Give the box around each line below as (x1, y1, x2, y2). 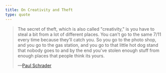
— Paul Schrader (17, 62, 52, 68)
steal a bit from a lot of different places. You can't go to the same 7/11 (17, 31, 161, 37)
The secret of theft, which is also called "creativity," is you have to (17, 26, 155, 32)
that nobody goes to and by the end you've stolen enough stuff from (17, 47, 159, 53)
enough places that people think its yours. (17, 52, 105, 58)
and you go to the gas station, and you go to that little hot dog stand (17, 42, 158, 48)
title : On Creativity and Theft (5, 7, 73, 13)
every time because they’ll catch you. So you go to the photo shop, (17, 36, 157, 43)
